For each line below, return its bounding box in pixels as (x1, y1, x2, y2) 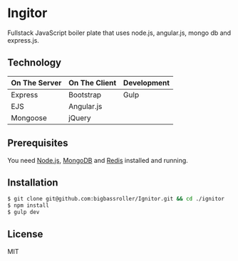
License (7, 228, 43, 240)
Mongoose (11, 112, 48, 122)
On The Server (11, 78, 62, 87)
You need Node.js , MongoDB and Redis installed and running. (7, 156, 189, 164)
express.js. (7, 36, 39, 44)
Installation (7, 176, 58, 188)
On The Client (68, 78, 117, 87)
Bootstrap (68, 90, 102, 100)
